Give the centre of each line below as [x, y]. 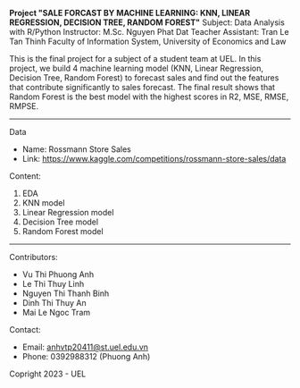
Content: [25, 176]
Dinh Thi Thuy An [54, 303]
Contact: [25, 329]
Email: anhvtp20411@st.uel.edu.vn [85, 347]
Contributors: [33, 257]
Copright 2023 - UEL [48, 374]
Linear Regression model [68, 212]
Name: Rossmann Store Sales [76, 149]
